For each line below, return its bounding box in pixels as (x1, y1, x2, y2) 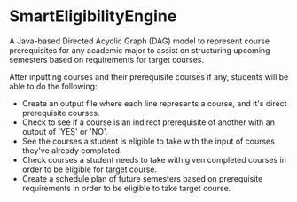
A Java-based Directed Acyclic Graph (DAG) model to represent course (9, 35, 270, 46)
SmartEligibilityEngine (9, 6, 177, 27)
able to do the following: (9, 81, 98, 91)
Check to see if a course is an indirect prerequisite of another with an (21, 117, 275, 128)
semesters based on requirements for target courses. (9, 54, 205, 65)
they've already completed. (21, 144, 122, 156)
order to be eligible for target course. (21, 164, 158, 175)
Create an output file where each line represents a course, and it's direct (21, 97, 287, 108)
